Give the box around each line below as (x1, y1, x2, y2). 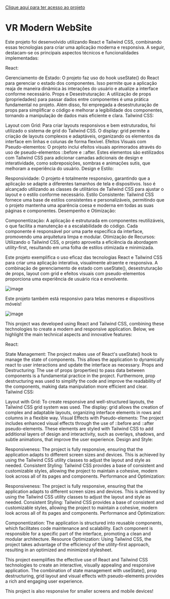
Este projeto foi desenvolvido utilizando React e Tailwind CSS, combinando (5, 39, 162, 45)
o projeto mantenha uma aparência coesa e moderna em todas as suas (5, 202, 154, 208)
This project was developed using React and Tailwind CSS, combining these (5, 320, 164, 326)
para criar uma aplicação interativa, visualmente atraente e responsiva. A (5, 259, 158, 265)
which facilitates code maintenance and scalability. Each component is (5, 525, 153, 531)
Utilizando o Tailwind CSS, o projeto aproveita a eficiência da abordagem (5, 239, 158, 245)
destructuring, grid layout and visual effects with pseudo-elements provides (5, 573, 164, 579)
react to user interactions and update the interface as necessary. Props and (5, 361, 163, 368)
